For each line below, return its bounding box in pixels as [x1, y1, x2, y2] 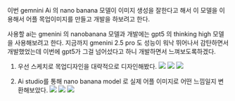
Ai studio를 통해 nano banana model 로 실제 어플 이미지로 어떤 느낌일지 [17, 77, 217, 86]
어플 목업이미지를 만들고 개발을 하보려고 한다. [25, 15, 150, 23]
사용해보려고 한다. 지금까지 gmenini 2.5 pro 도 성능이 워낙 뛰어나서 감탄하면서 [14, 39, 229, 47]
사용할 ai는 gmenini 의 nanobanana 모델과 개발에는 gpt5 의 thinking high [7, 30, 212, 38]
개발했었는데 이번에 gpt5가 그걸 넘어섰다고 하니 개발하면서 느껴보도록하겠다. [7, 48, 216, 55]
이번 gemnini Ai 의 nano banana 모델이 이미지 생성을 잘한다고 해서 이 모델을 [7, 6, 218, 14]
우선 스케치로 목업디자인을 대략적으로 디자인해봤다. [17, 62, 157, 70]
